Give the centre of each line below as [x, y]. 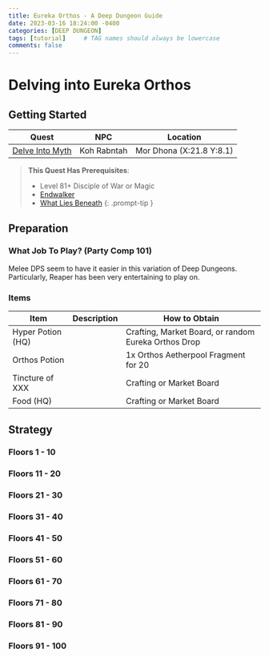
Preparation [38, 228]
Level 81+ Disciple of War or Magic [97, 186]
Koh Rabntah [104, 151]
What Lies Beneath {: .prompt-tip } [96, 203]
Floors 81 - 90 [36, 624]
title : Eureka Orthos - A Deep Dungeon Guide [85, 16]
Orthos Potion [38, 360]
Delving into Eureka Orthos [100, 85]
